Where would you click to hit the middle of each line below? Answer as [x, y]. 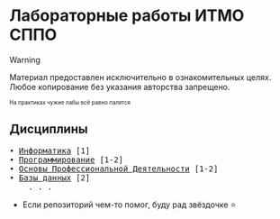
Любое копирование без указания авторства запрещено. [120, 87]
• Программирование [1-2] [67, 160]
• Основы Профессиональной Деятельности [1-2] [114, 169]
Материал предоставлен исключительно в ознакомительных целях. [140, 77]
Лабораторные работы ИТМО [127, 16]
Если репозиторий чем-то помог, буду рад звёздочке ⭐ [129, 205]
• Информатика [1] [50, 151]
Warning [25, 59]
